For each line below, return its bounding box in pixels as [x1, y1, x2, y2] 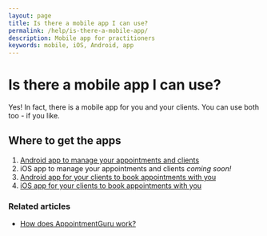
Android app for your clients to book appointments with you [19, 172, 217, 182]
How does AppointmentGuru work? [19, 219, 137, 229]
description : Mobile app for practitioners [8, 34, 156, 42]
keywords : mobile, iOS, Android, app [8, 42, 134, 50]
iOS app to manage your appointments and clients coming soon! [19, 163, 232, 173]
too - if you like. [8, 111, 60, 121]
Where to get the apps [8, 134, 122, 148]
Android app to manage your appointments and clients [19, 155, 200, 165]
